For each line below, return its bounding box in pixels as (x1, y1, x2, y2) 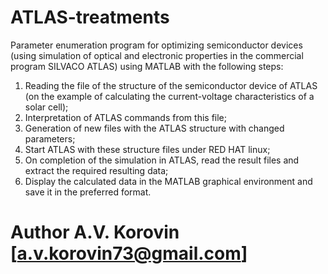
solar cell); (24, 101, 69, 113)
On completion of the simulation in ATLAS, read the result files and (24, 154, 300, 166)
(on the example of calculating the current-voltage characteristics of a (24, 90, 315, 102)
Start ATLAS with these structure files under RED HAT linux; (24, 143, 271, 155)
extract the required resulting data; (24, 164, 169, 176)
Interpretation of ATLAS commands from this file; (24, 111, 227, 123)
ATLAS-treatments (10, 6, 170, 29)
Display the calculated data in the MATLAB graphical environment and (24, 175, 313, 187)
